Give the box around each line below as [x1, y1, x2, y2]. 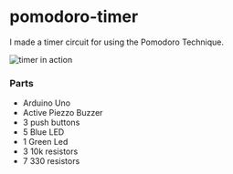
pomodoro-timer [9, 6, 139, 27]
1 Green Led [22, 137, 69, 148]
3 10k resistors [22, 146, 79, 157]
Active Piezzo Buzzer [22, 107, 103, 118]
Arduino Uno [22, 97, 71, 108]
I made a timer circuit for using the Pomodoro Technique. [9, 36, 225, 47]
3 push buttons [22, 117, 80, 128]
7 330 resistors [22, 156, 80, 167]
